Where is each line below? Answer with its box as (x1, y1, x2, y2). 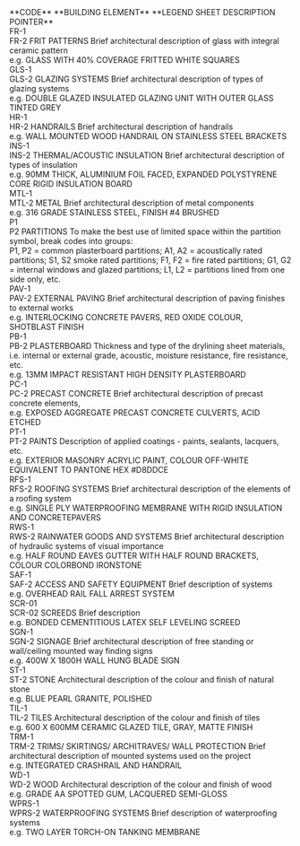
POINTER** (9, 16, 54, 27)
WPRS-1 (9, 798, 39, 808)
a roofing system (9, 493, 72, 503)
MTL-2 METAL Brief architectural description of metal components (9, 197, 255, 208)
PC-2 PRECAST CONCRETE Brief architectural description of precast (9, 388, 264, 398)
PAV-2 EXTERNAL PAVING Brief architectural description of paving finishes (9, 293, 286, 303)
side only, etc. (9, 274, 61, 284)
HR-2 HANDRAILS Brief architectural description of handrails (9, 121, 234, 132)
